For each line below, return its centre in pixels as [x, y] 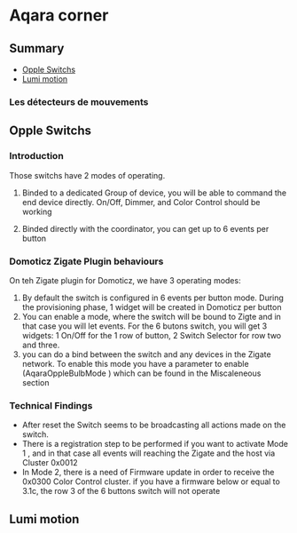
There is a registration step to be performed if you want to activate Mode [155, 444]
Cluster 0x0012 [50, 463]
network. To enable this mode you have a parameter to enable [136, 363]
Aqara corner [59, 16]
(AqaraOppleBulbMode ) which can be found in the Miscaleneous [141, 373]
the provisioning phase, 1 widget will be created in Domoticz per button [152, 306]
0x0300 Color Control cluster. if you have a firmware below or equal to [151, 481]
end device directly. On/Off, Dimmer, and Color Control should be [141, 202]
